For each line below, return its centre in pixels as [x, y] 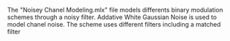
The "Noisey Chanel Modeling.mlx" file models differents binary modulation [115, 10]
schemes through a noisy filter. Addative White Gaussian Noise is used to [112, 17]
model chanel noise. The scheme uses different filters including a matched [114, 24]
